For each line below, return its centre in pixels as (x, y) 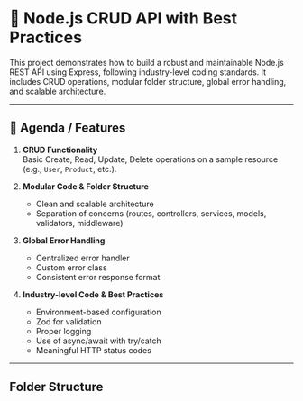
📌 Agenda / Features (68, 128)
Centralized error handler (83, 258)
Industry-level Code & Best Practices (93, 294)
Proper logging (64, 331)
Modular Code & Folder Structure (85, 186)
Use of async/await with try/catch (99, 341)
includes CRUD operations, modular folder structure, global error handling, (148, 81)
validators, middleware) (79, 223)
